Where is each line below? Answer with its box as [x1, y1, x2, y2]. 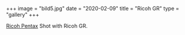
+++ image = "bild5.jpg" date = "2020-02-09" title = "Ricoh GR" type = [6, 5, 180, 12]
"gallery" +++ [6, 11, 39, 18]
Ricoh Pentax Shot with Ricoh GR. [6, 23, 88, 29]
